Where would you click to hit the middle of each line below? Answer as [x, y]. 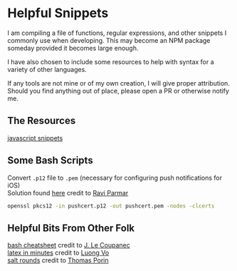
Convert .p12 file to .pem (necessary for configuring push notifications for [115, 178]
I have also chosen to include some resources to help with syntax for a [111, 61]
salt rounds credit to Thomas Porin [58, 260]
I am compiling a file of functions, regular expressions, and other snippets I [117, 33]
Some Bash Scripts [51, 161]
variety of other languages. [47, 69]
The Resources [42, 121]
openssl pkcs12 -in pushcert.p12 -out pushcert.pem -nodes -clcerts [111, 206]
